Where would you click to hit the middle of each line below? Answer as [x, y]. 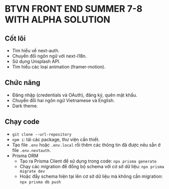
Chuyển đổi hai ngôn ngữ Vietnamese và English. [63, 100]
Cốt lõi [15, 38]
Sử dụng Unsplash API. [36, 61]
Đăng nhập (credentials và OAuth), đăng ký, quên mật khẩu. [75, 95]
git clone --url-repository [42, 134]
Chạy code [22, 122]
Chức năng [23, 83]
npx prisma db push [40, 182]
